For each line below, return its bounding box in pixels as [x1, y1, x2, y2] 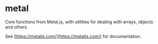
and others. [5, 24, 28, 29]
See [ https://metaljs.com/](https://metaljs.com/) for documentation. [5, 33, 141, 39]
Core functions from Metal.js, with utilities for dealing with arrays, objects [5, 19, 154, 25]
